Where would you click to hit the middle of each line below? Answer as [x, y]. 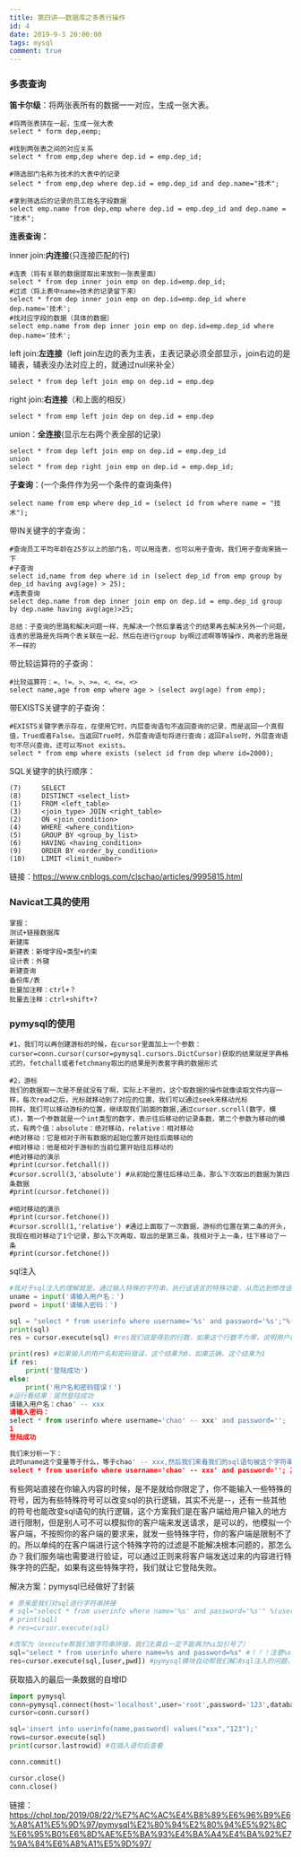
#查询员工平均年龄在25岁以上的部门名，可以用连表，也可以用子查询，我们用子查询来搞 [146, 549]
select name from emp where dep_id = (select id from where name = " [142, 503]
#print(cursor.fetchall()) [60, 1165]
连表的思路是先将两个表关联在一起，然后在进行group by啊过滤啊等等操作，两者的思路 [146, 636]
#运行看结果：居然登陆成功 [52, 1396]
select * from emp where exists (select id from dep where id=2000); [142, 754]
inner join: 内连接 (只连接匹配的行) [70, 256]
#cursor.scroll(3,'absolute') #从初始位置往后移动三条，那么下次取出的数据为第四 [150, 1175]
